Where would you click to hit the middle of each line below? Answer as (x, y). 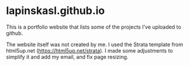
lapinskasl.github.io (56, 11)
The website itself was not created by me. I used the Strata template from (94, 44)
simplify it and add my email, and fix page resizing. (67, 57)
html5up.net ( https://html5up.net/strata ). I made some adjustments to (90, 50)
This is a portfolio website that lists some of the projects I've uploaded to (94, 27)
